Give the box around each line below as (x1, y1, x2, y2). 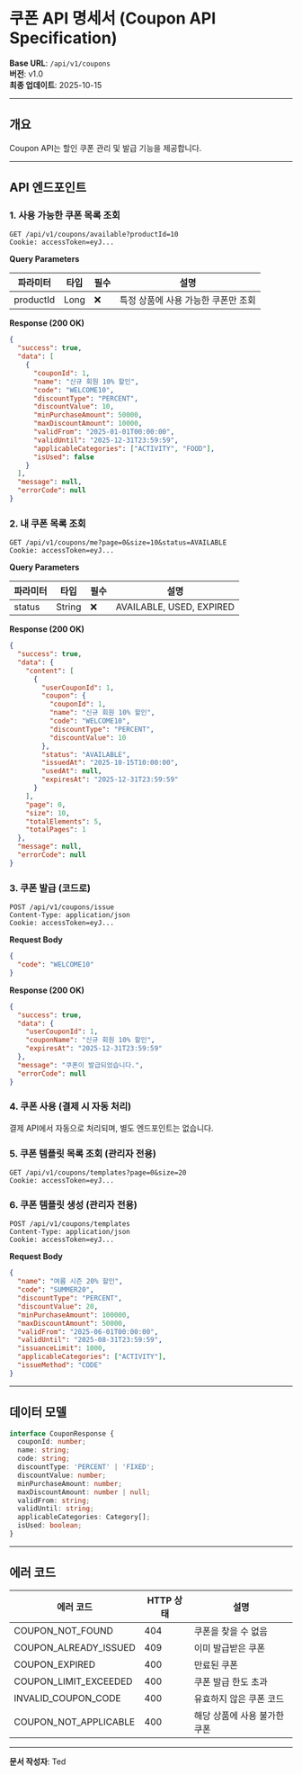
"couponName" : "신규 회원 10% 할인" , (25, 1036, 155, 1045)
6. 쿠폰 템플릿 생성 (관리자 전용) (9, 1199, 138, 1212)
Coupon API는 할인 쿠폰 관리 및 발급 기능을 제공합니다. (9, 142, 202, 153)
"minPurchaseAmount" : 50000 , (32, 410, 143, 419)
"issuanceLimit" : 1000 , (17, 1344, 106, 1353)
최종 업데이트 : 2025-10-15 (9, 79, 102, 90)
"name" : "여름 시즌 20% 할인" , (17, 1277, 123, 1286)
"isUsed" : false (32, 452, 94, 462)
